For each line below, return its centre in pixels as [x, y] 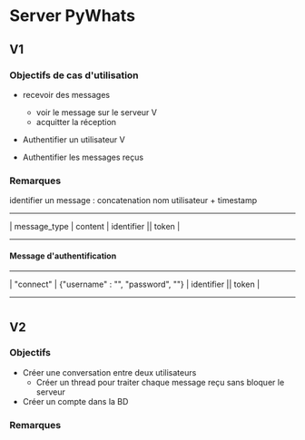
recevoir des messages [66, 94]
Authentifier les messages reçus [83, 157]
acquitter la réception [76, 122]
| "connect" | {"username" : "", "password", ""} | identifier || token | [135, 284]
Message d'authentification [63, 256]
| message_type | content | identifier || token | [95, 227]
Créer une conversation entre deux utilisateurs [109, 372]
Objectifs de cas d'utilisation [74, 75]
